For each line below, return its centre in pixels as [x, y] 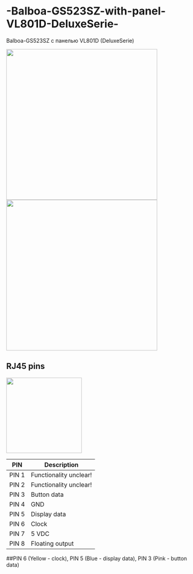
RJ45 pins [26, 366]
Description [62, 464]
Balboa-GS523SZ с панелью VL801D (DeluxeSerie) [70, 40]
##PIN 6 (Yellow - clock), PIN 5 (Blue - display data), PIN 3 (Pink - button [97, 558]
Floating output [52, 543]
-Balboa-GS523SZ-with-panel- [86, 11]
